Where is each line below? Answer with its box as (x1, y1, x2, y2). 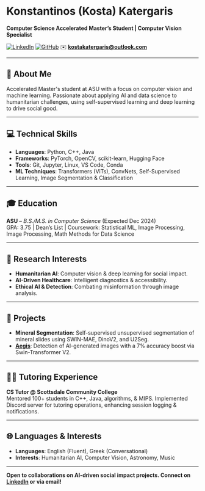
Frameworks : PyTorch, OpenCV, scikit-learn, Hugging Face (15, 155, 165, 162)
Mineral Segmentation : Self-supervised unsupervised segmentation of (15, 329, 195, 336)
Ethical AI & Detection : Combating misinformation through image (15, 283, 179, 291)
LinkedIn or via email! (6, 478, 62, 485)
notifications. (6, 407, 40, 415)
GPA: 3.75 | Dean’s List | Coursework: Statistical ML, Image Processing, (6, 224, 185, 231)
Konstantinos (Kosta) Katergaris (6, 4, 173, 18)
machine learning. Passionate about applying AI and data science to (6, 92, 177, 99)
